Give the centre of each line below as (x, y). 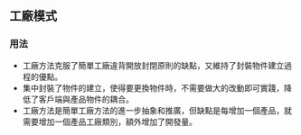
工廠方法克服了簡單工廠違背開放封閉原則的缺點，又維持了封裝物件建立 (153, 65)
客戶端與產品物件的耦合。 (86, 99)
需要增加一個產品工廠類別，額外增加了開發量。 (109, 121)
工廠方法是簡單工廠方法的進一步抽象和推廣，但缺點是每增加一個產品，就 (157, 110)
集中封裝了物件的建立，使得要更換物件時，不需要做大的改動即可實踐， (153, 87)
